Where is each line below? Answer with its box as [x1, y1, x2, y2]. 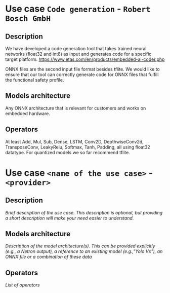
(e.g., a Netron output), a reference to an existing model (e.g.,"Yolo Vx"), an [5, 248, 163, 254]
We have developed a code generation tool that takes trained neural [5, 46, 147, 51]
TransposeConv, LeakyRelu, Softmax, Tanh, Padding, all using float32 [5, 144, 150, 150]
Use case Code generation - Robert [5, 3, 151, 15]
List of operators [5, 282, 40, 288]
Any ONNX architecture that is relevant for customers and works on [5, 105, 146, 111]
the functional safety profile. [5, 77, 64, 83]
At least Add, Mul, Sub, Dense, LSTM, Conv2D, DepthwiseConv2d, [5, 138, 144, 144]
